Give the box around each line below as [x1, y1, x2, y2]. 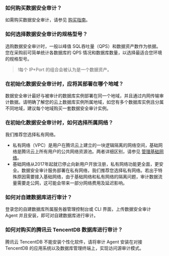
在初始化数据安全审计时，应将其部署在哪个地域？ [5, 80, 124, 87]
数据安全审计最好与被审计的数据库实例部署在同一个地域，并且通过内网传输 [5, 92, 159, 99]
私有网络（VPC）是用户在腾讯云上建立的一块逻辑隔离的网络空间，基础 [12, 142, 158, 148]
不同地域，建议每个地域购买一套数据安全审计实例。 [5, 105, 111, 111]
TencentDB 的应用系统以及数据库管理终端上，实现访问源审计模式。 [5, 245, 144, 251]
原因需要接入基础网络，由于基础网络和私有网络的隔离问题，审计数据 [17, 174, 158, 180]
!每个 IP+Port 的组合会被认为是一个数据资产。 [17, 67, 112, 73]
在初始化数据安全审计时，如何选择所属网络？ [5, 119, 114, 126]
